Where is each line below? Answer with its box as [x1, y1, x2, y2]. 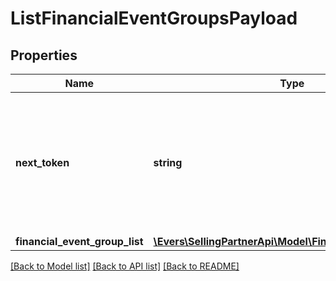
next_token [15, 156, 70, 169]
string [153, 156, 183, 169]
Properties [10, 47, 78, 64]
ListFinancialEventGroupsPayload [10, 7, 298, 30]
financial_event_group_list [15, 235, 144, 248]
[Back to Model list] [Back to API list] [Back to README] [10, 260, 240, 272]
